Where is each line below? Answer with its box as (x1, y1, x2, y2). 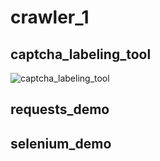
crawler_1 (10, 6, 90, 29)
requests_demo (10, 101, 110, 118)
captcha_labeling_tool (10, 46, 152, 63)
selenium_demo (10, 135, 112, 152)
